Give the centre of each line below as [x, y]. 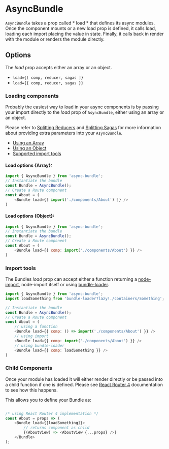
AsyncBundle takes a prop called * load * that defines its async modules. [80, 23]
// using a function [36, 327]
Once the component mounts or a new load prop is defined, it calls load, [81, 28]
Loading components [32, 96]
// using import [32, 336]
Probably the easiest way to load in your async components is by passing [82, 107]
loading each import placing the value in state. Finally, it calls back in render [84, 34]
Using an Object [29, 148]
